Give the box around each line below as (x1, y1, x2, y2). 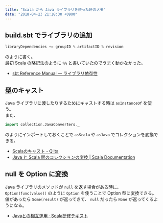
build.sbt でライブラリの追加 (5, 31, 93, 39)
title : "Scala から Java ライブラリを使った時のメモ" (5, 7, 106, 12)
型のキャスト (5, 86, 44, 95)
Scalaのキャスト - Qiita (12, 148, 59, 154)
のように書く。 (5, 54, 35, 60)
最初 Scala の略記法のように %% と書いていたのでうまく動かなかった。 (5, 60, 145, 66)
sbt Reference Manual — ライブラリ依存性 (12, 71, 98, 76)
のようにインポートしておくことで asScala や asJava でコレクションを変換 (5, 131, 154, 137)
